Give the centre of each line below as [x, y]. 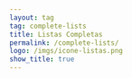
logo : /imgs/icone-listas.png [66, 51]
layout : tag [32, 17]
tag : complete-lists [48, 26]
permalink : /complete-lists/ [64, 43]
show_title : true [42, 59]
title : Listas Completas [56, 34]
